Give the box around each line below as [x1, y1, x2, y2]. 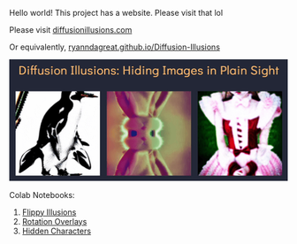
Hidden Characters [21, 225, 91, 236]
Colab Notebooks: [9, 189, 75, 200]
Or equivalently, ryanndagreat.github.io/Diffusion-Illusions [9, 42, 221, 52]
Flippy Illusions [21, 207, 77, 217]
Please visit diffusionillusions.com [9, 25, 133, 34]
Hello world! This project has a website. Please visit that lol [9, 8, 224, 18]
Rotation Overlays [21, 216, 88, 226]
